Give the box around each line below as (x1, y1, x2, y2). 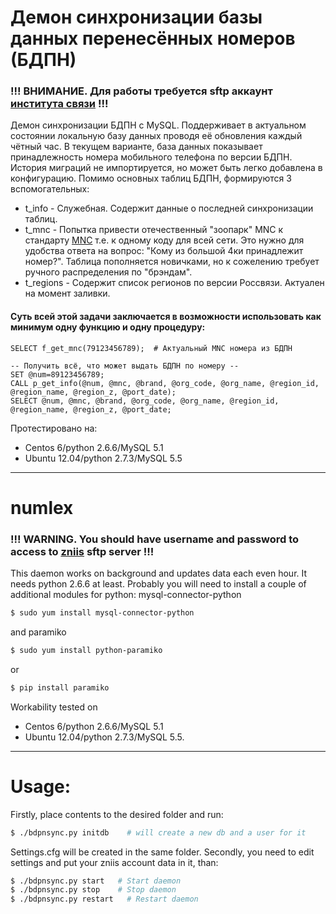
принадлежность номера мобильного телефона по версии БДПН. (10, 151, 293, 163)
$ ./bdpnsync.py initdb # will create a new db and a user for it (10, 827, 307, 838)
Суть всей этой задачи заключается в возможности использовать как (10, 311, 322, 323)
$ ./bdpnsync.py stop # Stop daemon (10, 885, 177, 895)
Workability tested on (10, 701, 98, 713)
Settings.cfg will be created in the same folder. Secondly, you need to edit (10, 846, 315, 858)
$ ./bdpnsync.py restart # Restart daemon (10, 894, 199, 905)
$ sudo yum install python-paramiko (10, 646, 163, 656)
